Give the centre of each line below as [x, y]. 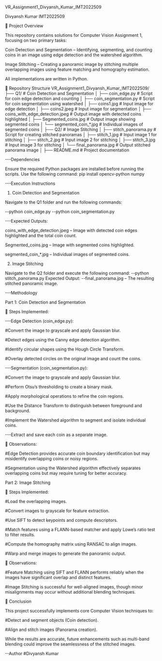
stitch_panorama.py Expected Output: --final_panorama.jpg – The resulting [80, 278]
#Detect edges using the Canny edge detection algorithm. [63, 340]
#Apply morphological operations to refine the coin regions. [65, 396]
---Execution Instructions [30, 183]
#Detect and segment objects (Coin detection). [52, 620]
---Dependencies [22, 159]
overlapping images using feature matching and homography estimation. [77, 69]
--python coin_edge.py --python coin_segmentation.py [60, 211]
